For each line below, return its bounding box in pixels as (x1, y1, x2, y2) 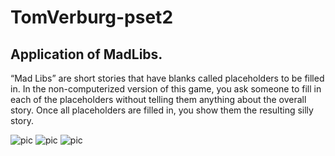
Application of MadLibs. (10, 46, 163, 63)
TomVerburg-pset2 (10, 6, 174, 29)
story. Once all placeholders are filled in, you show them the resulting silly (10, 104, 314, 116)
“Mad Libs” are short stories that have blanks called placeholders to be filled (10, 72, 325, 84)
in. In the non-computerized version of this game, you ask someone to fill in (10, 83, 322, 95)
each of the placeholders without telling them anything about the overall (10, 94, 307, 105)
